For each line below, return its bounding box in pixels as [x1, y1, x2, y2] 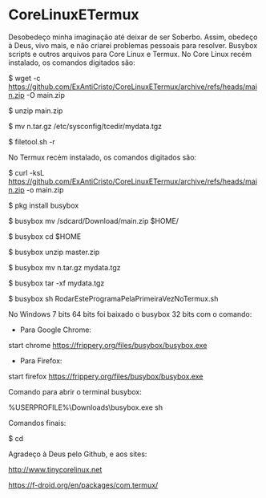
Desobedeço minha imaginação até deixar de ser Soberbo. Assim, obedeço [8, 32, 258, 42]
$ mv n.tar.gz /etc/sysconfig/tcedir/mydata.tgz [8, 121, 163, 131]
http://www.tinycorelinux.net [8, 464, 103, 474]
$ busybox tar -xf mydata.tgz [8, 278, 105, 288]
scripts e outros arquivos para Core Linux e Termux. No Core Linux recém [8, 49, 252, 59]
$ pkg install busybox [8, 200, 79, 210]
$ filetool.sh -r [8, 136, 56, 146]
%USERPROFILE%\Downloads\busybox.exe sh [8, 403, 163, 412]
